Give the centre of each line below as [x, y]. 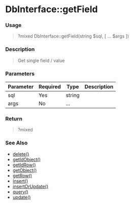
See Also [16, 143]
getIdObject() [27, 159]
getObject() [25, 170]
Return [14, 119]
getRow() [22, 176]
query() [21, 192]
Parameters [20, 74]
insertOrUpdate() [30, 186]
